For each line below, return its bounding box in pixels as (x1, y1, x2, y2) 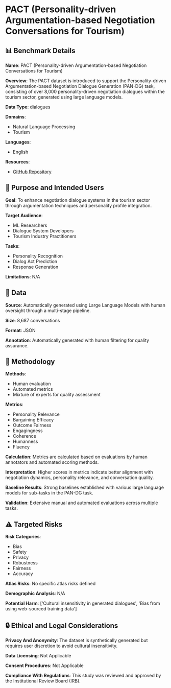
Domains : (5, 114, 26, 120)
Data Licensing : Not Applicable (5, 653, 71, 659)
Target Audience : (5, 212, 43, 218)
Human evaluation (12, 381, 51, 387)
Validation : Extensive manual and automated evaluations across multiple (5, 500, 158, 506)
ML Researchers (12, 222, 47, 228)
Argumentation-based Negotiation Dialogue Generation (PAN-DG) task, (5, 83, 155, 89)
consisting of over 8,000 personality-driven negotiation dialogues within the (5, 88, 165, 94)
